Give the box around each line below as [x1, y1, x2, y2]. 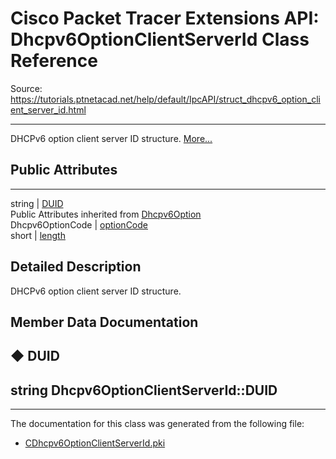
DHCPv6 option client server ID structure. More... [10, 132, 213, 144]
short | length [10, 229, 66, 241]
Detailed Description [10, 258, 142, 276]
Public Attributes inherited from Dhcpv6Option [10, 208, 202, 220]
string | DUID [10, 197, 64, 209]
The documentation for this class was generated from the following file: [10, 418, 305, 430]
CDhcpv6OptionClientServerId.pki [24, 437, 166, 449]
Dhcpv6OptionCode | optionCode [10, 218, 148, 231]
